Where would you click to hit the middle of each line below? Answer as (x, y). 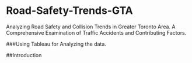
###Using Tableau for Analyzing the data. (56, 44)
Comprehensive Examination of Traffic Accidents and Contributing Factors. (96, 32)
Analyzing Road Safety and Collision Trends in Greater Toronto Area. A (91, 27)
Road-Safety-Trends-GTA (69, 11)
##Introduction (24, 55)
